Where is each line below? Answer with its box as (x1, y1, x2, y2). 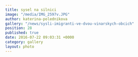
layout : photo (5, 44, 35, 49)
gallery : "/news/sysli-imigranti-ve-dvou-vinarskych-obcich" (5, 21, 135, 26)
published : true (5, 30, 39, 35)
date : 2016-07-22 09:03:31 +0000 (5, 35, 74, 40)
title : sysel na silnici (5, 7, 57, 12)
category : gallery (5, 40, 43, 45)
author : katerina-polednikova (5, 16, 68, 21)
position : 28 (5, 26, 32, 31)
